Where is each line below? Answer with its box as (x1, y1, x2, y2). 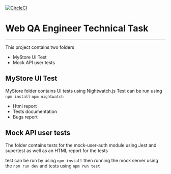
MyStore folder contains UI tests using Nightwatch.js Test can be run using (5, 88, 162, 94)
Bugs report (12, 113, 38, 120)
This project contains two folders (5, 44, 75, 50)
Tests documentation (12, 108, 58, 114)
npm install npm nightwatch (5, 94, 64, 99)
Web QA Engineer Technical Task (5, 23, 149, 34)
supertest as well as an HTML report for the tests (5, 148, 108, 154)
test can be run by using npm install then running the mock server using (5, 157, 159, 163)
